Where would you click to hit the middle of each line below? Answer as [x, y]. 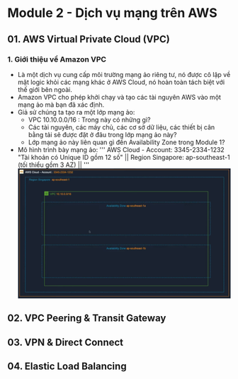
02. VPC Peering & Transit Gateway [87, 319]
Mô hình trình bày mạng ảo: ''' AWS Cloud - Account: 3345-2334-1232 [121, 149]
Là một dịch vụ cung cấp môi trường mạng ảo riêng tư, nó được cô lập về [124, 74]
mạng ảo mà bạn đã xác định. [61, 105]
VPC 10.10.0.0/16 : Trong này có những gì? [89, 119]
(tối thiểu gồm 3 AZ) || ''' [53, 165]
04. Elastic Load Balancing [67, 366]
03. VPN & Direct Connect [66, 342]
